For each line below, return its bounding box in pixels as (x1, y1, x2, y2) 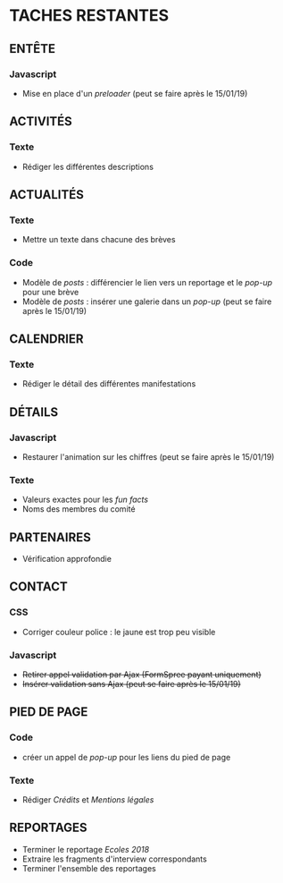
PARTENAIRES (9, 530, 91, 545)
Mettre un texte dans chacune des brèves (21, 234, 176, 245)
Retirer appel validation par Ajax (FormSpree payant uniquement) (21, 669, 262, 680)
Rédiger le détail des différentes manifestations (21, 378, 196, 389)
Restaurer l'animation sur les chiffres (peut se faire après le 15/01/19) (21, 451, 275, 462)
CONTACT (9, 579, 69, 595)
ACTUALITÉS (9, 187, 85, 202)
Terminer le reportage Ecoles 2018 (21, 844, 150, 854)
